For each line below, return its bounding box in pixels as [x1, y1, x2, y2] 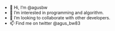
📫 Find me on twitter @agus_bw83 [9, 20, 81, 26]
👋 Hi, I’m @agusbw [9, 5, 48, 10]
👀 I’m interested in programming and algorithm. [9, 10, 104, 15]
